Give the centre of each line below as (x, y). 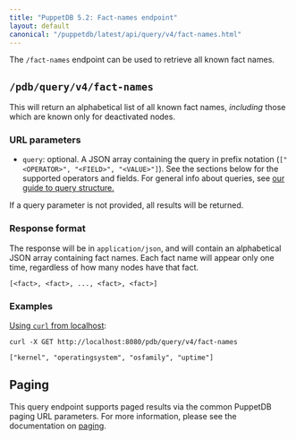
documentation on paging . (58, 426)
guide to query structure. (68, 188)
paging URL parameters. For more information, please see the (123, 416)
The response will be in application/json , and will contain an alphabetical (145, 248)
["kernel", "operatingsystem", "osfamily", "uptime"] (112, 358)
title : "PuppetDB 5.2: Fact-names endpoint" (93, 17)
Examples (31, 306)
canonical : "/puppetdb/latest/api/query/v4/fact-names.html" (126, 34)
